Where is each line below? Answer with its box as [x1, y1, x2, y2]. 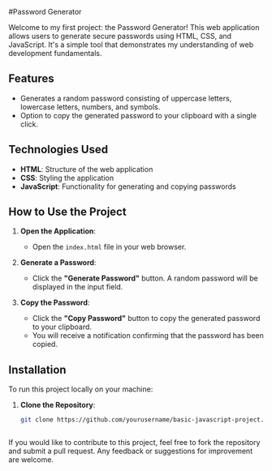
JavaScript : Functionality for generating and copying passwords [19, 182, 237, 191]
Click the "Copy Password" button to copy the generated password [32, 314, 261, 323]
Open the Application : [19, 226, 96, 236]
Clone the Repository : [19, 400, 96, 410]
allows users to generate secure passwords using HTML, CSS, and [8, 32, 232, 41]
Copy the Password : [19, 298, 90, 307]
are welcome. [8, 455, 54, 465]
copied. [32, 340, 58, 349]
